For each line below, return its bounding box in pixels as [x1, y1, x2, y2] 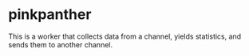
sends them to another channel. [8, 39, 113, 49]
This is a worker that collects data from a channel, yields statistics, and [8, 32, 242, 41]
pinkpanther [8, 6, 92, 24]
